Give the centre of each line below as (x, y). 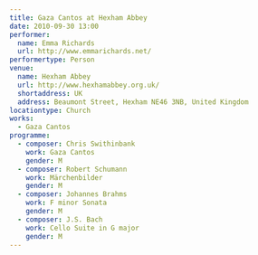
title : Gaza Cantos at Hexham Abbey (78, 18)
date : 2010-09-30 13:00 (54, 26)
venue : (22, 69)
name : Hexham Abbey (54, 77)
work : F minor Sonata (66, 203)
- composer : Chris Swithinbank (76, 144)
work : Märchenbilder (64, 177)
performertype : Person (52, 60)
